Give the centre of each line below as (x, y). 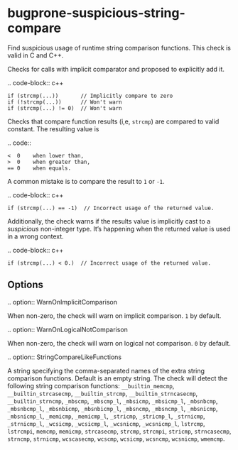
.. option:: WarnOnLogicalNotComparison (67, 329)
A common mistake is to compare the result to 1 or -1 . (86, 181)
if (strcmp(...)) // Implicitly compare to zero (90, 96)
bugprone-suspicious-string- (97, 13)
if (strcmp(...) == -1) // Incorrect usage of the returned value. (111, 208)
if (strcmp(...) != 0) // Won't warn (65, 108)
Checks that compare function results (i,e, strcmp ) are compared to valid (113, 121)
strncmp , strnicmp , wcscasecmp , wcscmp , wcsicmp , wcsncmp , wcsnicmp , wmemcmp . (116, 439)
